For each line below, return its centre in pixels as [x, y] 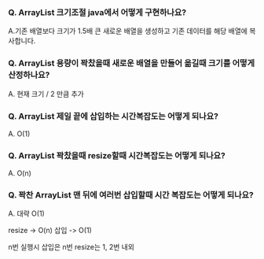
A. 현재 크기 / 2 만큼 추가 [46, 94]
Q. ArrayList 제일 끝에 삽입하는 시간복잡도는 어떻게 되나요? [113, 116]
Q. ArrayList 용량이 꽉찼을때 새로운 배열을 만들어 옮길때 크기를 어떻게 [132, 63]
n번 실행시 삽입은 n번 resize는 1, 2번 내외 [71, 247]
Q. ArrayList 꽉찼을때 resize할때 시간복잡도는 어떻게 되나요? [117, 155]
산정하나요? [29, 75]
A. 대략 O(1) [26, 213]
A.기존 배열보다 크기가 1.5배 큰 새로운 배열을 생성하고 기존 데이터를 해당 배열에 [128, 31]
